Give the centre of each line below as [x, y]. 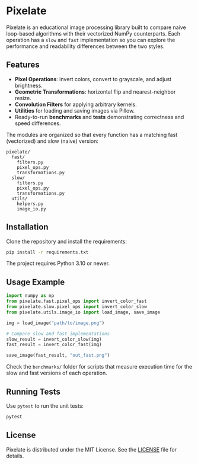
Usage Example [36, 282]
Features [23, 65]
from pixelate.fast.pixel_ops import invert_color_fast [76, 301]
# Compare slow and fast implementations [58, 334]
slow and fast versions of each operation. [57, 373]
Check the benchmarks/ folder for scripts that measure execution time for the [99, 367]
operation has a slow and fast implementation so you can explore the [91, 40]
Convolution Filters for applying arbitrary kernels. [76, 104]
